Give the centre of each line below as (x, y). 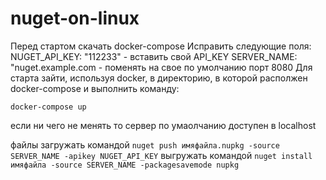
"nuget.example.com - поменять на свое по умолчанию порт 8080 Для (161, 67)
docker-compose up (48, 107)
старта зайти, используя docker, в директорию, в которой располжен (159, 78)
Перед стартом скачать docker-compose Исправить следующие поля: (161, 46)
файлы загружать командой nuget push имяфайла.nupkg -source (145, 144)
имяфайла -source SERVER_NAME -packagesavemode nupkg (125, 165)
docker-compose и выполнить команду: (95, 88)
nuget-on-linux (75, 18)
